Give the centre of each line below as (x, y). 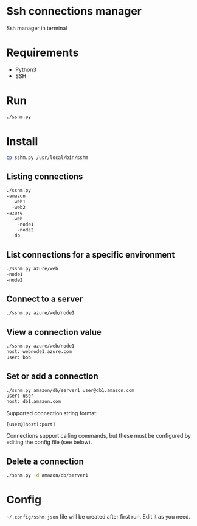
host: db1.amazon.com (34, 402)
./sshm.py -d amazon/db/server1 (47, 475)
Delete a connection (45, 461)
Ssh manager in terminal (37, 28)
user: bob (19, 357)
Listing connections (45, 176)
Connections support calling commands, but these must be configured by (99, 436)
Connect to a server (45, 299)
